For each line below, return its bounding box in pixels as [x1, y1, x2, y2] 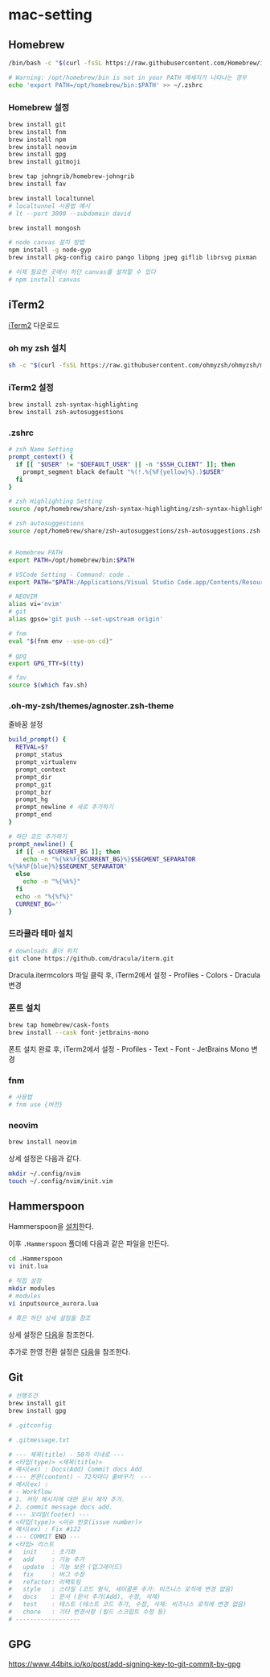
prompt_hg [15, 795, 48, 803]
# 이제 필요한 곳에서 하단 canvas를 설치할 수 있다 [8, 268, 157, 276]
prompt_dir [15, 773, 52, 781]
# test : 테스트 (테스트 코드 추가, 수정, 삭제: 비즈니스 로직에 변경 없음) [8, 1600, 247, 1609]
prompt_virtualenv [15, 758, 78, 766]
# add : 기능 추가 [8, 1555, 85, 1563]
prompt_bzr [15, 788, 52, 796]
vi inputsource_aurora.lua [8, 1299, 99, 1307]
